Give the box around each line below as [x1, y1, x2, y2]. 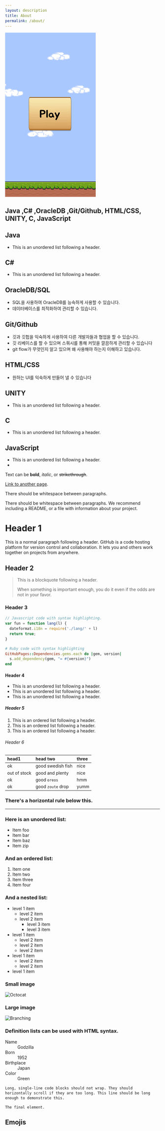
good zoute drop [35, 784, 69, 789]
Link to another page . [5, 481, 49, 487]
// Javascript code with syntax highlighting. [5, 616, 102, 621]
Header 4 [5, 672, 25, 678]
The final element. [5, 1104, 45, 1110]
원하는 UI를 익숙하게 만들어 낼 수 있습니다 [12, 375, 92, 380]
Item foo [12, 827, 29, 833]
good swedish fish [35, 763, 73, 769]
